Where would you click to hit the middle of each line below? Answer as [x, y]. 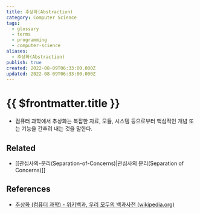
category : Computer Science [42, 18]
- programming [29, 40]
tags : [13, 23]
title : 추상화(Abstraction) [40, 12]
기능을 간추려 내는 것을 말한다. [57, 129]
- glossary [25, 29]
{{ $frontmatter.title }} [63, 104]
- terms [21, 34]
